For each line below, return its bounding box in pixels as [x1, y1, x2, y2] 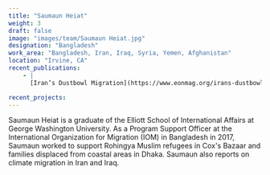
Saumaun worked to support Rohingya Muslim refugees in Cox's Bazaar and [8, 141, 261, 151]
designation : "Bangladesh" [8, 42, 99, 50]
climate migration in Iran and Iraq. [8, 158, 120, 168]
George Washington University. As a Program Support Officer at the [8, 124, 233, 133]
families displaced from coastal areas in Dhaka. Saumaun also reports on [8, 149, 250, 159]
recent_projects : [8, 93, 67, 101]
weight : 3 [8, 19, 42, 27]
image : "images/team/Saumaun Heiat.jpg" [8, 34, 146, 43]
